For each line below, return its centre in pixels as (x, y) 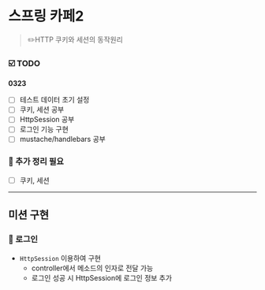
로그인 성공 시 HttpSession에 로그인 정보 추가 (101, 277)
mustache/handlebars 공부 (63, 139)
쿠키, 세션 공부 (42, 110)
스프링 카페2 (46, 16)
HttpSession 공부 (47, 120)
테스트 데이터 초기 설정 (54, 100)
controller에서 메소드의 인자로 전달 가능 (92, 268)
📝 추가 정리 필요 (36, 162)
